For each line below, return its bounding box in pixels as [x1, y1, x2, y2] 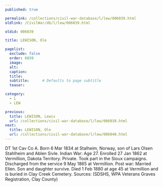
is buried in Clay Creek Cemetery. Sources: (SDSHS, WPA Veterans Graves [5, 171, 156, 177]
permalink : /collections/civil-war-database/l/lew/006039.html [5, 16, 137, 21]
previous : [5, 109, 25, 114]
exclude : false [9, 51, 41, 56]
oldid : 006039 [5, 29, 34, 34]
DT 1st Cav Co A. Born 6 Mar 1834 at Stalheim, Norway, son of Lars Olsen [5, 145, 153, 151]
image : [9, 60, 23, 65]
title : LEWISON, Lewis [9, 114, 56, 119]
